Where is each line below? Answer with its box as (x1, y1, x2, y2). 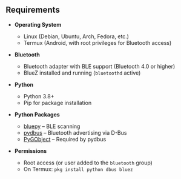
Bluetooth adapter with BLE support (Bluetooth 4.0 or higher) (23, 62, 176, 70)
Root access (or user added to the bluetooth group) (23, 159, 153, 166)
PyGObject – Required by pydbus (23, 135, 107, 143)
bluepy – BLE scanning (23, 123, 81, 130)
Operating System (14, 21, 62, 28)
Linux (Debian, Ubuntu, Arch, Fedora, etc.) (23, 33, 130, 40)
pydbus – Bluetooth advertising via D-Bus (23, 129, 127, 136)
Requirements (5, 5, 60, 15)
